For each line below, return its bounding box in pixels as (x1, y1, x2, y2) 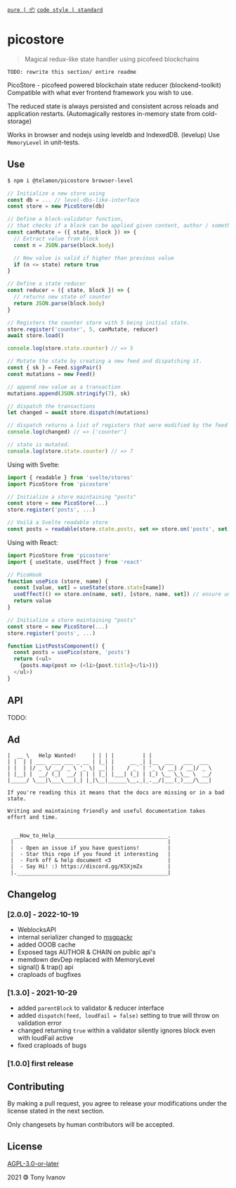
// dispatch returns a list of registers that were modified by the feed (7, 422, 228, 429)
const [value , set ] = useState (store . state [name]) (13, 584, 165, 591)
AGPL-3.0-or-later (7, 1159, 60, 1168)
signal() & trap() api (17, 963, 74, 971)
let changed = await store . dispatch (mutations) (7, 409, 150, 417)
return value (13, 598, 52, 605)
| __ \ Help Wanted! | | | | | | (7, 752, 152, 759)
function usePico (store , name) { (7, 578, 109, 585)
